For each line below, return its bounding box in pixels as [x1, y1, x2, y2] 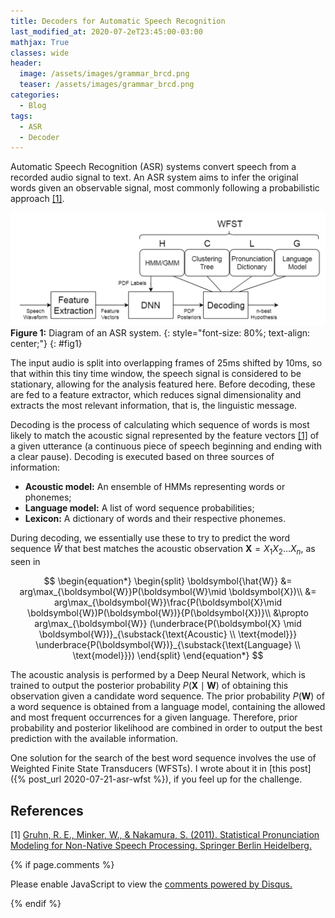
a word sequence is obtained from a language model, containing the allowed [10, 701, 326, 713]
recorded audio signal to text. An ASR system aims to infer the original [10, 171, 299, 184]
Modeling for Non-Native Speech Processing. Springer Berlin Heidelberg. [10, 839, 312, 851]
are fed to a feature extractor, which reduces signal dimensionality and [10, 389, 302, 401]
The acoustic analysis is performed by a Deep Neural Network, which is [10, 669, 306, 681]
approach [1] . [10, 193, 65, 205]
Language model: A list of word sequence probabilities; [24, 502, 255, 514]
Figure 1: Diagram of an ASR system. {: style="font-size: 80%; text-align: [10, 327, 311, 339]
